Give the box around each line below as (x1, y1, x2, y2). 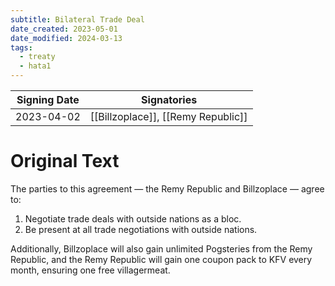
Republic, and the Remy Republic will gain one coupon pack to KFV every (10, 253, 313, 265)
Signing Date (16, 93, 80, 106)
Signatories (141, 93, 198, 106)
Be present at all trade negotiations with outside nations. (24, 223, 258, 235)
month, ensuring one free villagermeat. (10, 264, 171, 276)
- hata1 (19, 61, 52, 71)
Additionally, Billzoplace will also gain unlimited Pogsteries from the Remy (10, 242, 313, 255)
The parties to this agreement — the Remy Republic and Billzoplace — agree (10, 182, 325, 195)
